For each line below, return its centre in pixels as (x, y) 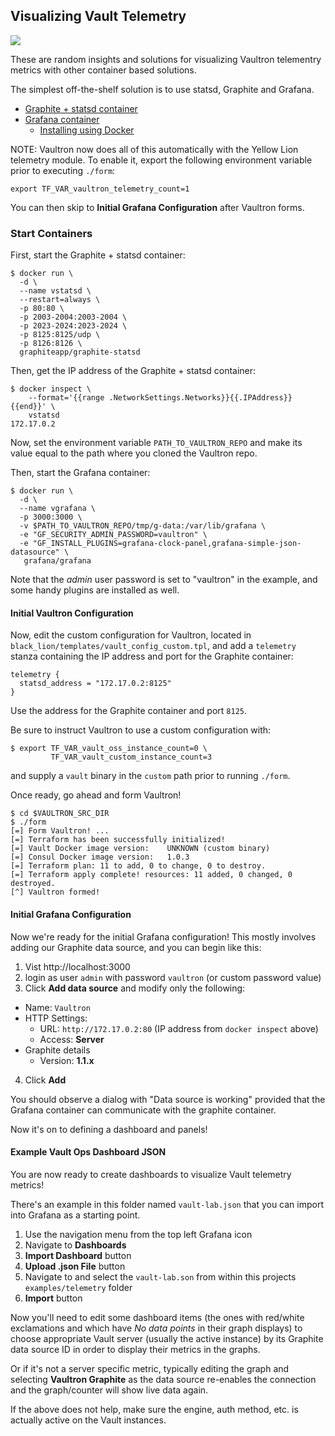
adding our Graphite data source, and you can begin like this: (136, 947)
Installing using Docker (87, 130)
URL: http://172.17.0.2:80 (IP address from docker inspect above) (179, 1028)
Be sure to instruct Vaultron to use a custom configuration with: (141, 730)
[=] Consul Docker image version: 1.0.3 (100, 857)
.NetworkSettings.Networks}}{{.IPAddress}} (200, 398)
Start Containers (51, 233)
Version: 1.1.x (67, 1060)
